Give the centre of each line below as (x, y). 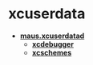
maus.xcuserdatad (52, 36)
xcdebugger (53, 44)
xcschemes (52, 52)
